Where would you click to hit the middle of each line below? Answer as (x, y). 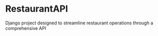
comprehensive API (26, 28)
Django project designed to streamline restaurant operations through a (79, 23)
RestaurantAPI (37, 9)
